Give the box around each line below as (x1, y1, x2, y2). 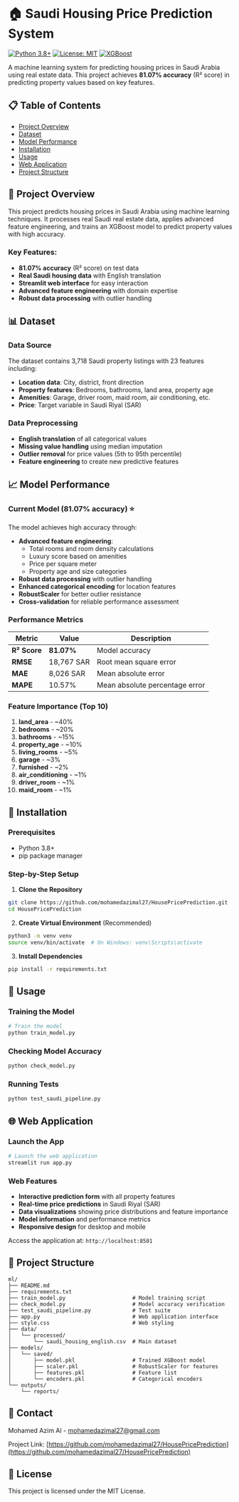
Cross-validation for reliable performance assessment (18, 597, 179, 606)
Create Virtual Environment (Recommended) (18, 918, 152, 927)
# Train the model (8, 1023, 63, 1030)
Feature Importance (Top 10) (8, 701, 109, 711)
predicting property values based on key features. (8, 78, 155, 86)
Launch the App (8, 1136, 65, 1146)
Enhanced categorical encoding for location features (18, 582, 176, 591)
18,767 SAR (48, 656, 90, 666)
